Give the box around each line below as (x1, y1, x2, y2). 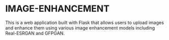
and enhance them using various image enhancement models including (5, 24, 155, 30)
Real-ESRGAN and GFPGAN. (5, 30, 65, 36)
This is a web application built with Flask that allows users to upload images (5, 19, 164, 25)
